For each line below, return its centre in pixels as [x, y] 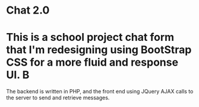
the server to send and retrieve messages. [58, 98]
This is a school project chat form [90, 38]
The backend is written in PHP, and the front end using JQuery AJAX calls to [100, 92]
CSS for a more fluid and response [92, 62]
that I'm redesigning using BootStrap [99, 50]
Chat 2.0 [28, 10]
